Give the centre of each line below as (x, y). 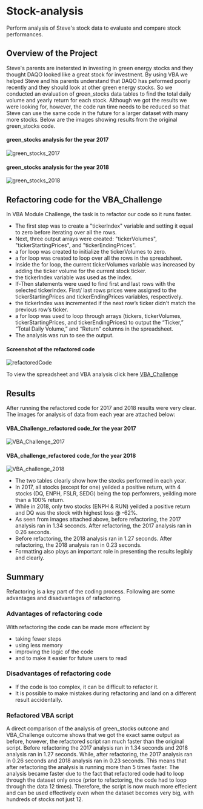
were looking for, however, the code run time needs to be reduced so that (98, 107)
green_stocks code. (31, 126)
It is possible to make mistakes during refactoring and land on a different (105, 693)
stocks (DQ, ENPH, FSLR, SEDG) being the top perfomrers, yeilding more (106, 494)
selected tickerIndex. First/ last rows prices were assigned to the (96, 290)
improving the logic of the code (54, 652)
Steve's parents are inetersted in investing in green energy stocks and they (100, 68)
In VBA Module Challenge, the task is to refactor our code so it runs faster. (99, 214)
